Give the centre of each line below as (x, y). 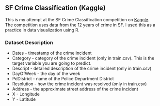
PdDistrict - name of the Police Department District (63, 79)
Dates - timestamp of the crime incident (52, 53)
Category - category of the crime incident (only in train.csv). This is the (83, 58)
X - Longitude (26, 94)
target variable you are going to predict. (52, 63)
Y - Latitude (24, 99)
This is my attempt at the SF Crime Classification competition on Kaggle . (77, 19)
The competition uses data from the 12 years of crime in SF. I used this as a (80, 25)
